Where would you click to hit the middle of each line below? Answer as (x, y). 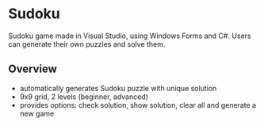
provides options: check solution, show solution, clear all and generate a (138, 105)
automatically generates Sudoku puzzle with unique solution (118, 88)
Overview (33, 69)
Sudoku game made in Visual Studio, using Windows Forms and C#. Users (130, 36)
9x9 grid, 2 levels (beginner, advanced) (84, 97)
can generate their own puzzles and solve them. (87, 44)
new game (37, 113)
